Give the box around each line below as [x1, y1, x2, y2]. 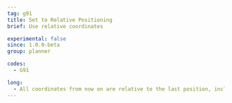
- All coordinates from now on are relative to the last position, [13, 85, 212, 93]
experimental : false [7, 35, 67, 42]
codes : [7, 60, 26, 67]
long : [7, 79, 23, 86]
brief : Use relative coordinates [7, 23, 104, 30]
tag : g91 [7, 10, 32, 17]
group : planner [7, 48, 51, 55]
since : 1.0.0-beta [7, 42, 60, 49]
